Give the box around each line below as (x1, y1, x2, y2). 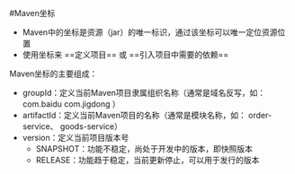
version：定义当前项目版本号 (22, 133, 130, 143)
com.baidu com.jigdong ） (22, 99, 121, 109)
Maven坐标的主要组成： (9, 68, 98, 79)
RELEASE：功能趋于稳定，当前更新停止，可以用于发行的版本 (35, 155, 260, 165)
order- (248, 110, 273, 120)
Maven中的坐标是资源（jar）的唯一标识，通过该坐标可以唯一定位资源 (22, 27, 278, 38)
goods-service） (59, 121, 123, 132)
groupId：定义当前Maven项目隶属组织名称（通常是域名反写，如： (22, 88, 266, 98)
